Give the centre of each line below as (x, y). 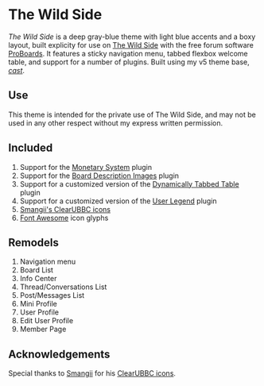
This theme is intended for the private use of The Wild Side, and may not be (132, 114)
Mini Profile (38, 304)
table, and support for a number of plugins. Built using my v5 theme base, (129, 62)
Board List (37, 270)
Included (31, 148)
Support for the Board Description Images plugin (99, 176)
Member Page (43, 329)
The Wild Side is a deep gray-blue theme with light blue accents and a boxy (132, 37)
